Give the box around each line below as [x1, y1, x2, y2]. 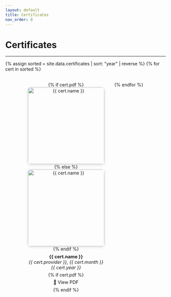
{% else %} [54, 164, 78, 170]
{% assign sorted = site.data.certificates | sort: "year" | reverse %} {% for [5, 61, 160, 67]
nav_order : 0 [5, 17, 33, 22]
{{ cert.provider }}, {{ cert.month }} [28, 259, 104, 265]
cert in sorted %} [5, 66, 41, 72]
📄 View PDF [53, 279, 79, 285]
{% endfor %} [114, 82, 144, 88]
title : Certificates [5, 12, 49, 17]
